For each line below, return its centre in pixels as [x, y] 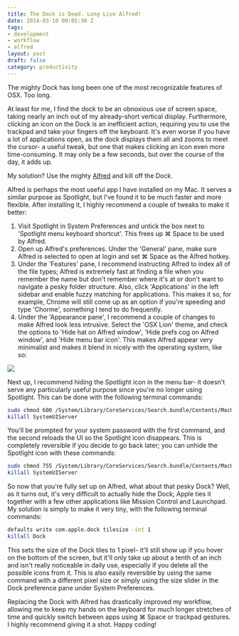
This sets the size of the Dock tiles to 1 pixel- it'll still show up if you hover [115, 550]
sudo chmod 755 [30, 466]
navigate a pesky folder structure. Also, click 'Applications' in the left [118, 287]
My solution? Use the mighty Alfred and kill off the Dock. [90, 175]
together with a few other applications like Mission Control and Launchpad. [117, 502]
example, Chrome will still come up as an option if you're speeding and [121, 302]
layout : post [27, 54]
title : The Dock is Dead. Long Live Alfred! [74, 14]
